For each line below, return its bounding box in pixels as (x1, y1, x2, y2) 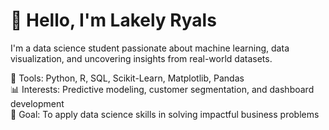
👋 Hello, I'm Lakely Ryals (10, 9, 217, 32)
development (10, 97, 65, 109)
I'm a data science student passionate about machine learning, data (10, 42, 290, 54)
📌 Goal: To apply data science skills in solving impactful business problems (10, 108, 320, 120)
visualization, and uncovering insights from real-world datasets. (10, 52, 273, 64)
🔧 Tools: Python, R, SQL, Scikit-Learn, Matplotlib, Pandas (10, 72, 245, 84)
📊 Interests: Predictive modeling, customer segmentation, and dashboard (10, 83, 315, 95)
